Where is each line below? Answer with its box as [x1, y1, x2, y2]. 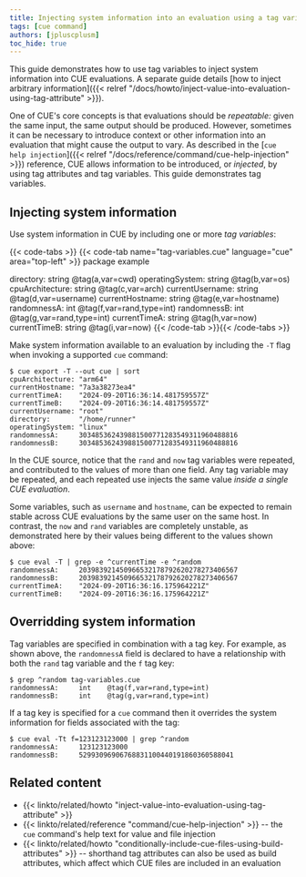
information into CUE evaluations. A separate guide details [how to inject [9, 74, 281, 85]
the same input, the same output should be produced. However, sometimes [9, 120, 292, 131]
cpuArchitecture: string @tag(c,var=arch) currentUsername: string [9, 283, 259, 294]
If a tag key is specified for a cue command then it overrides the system [9, 707, 278, 718]
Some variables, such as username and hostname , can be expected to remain [9, 502, 292, 513]
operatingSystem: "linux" [9, 423, 107, 433]
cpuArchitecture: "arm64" [9, 375, 107, 384]
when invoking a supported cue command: [9, 350, 168, 361]
